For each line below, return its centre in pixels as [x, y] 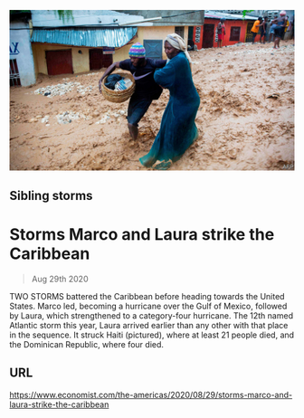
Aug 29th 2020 [60, 279]
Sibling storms [51, 195]
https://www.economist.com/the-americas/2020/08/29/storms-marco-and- [151, 394]
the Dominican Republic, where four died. [87, 344]
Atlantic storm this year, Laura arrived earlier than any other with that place [149, 325]
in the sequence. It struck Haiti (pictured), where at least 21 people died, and [152, 335]
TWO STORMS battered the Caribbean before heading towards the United [147, 296]
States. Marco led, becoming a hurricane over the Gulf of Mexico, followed [148, 306]
